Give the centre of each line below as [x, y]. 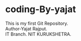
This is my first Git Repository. [37, 23]
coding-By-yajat [41, 9]
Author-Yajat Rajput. [26, 28]
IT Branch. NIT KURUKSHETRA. [38, 34]
